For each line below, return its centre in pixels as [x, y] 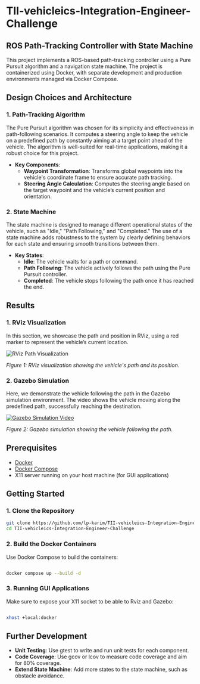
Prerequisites [32, 448]
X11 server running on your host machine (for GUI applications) [92, 475]
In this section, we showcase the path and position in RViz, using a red [93, 336]
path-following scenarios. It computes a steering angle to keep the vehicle [97, 134]
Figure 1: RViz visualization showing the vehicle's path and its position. [93, 365]
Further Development [47, 636]
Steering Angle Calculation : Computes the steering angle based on [107, 184]
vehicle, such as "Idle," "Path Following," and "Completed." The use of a [94, 231]
